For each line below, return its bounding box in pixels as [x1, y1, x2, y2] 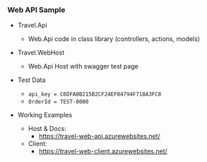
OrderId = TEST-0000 [28, 98, 89, 105]
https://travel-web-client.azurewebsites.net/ [38, 147, 167, 156]
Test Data [17, 76, 46, 84]
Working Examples [17, 111, 73, 120]
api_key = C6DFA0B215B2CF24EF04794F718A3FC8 [28, 91, 162, 98]
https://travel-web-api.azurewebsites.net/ [38, 132, 160, 141]
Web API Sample [7, 5, 66, 15]
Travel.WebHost [17, 48, 65, 57]
